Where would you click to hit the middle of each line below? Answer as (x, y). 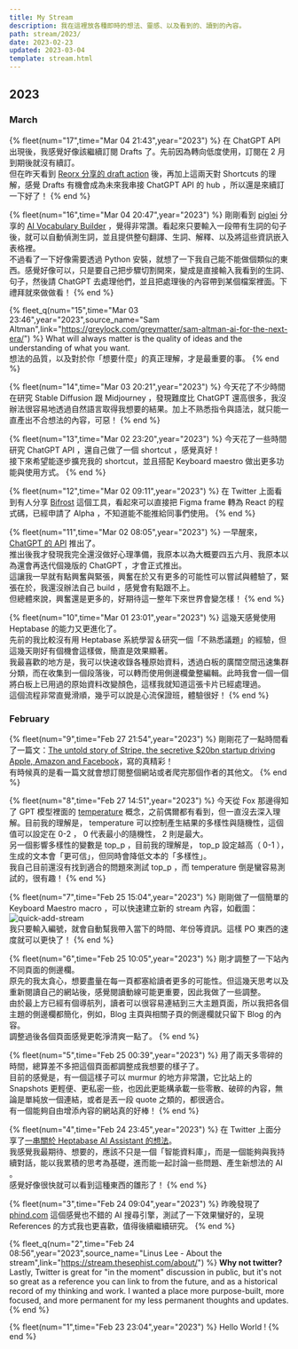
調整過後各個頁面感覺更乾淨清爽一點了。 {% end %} (104, 1036)
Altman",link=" (35, 328)
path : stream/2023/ (45, 34)
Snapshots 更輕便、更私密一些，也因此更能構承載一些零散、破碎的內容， (142, 1088)
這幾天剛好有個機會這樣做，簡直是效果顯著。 (91, 651)
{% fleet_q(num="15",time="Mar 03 (74, 310)
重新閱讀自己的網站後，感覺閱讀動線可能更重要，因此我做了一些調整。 (137, 991)
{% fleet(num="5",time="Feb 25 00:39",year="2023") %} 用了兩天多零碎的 (146, 1055)
